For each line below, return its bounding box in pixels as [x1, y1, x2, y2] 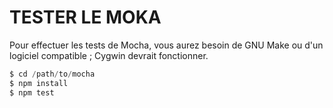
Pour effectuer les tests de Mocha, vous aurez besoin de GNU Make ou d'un [9, 39, 324, 51]
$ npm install [9, 78, 69, 88]
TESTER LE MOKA [9, 6, 162, 29]
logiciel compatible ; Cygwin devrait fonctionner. [9, 49, 209, 61]
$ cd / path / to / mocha [9, 69, 96, 79]
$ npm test [9, 87, 55, 98]
